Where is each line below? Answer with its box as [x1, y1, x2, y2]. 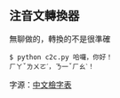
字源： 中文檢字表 [9, 79, 72, 90]
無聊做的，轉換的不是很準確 [9, 34, 111, 44]
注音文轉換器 [9, 8, 80, 24]
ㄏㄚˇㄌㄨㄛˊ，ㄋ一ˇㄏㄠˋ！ [9, 62, 95, 71]
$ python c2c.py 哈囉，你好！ [9, 52, 113, 62]
